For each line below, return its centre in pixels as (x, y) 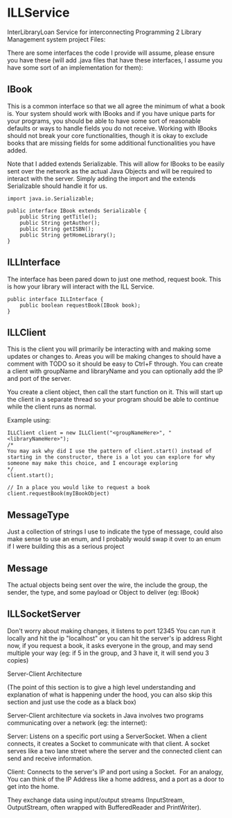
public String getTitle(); (59, 216)
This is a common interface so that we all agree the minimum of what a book (116, 106)
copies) (18, 660)
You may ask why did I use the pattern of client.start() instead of (110, 451)
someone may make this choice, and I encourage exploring (92, 463)
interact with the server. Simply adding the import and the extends (101, 178)
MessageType (38, 515)
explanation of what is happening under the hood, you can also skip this (110, 695)
